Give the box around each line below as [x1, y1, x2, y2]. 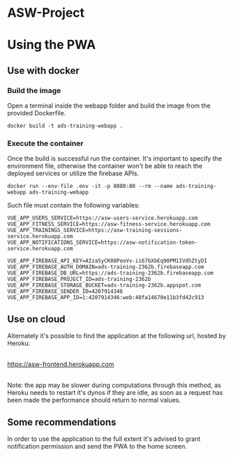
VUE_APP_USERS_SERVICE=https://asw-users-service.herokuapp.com [7, 215, 198, 222]
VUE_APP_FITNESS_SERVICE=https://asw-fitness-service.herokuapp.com [7, 221, 211, 228]
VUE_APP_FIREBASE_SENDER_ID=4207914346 [7, 288, 123, 295]
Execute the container [7, 138, 84, 148]
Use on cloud [7, 313, 66, 325]
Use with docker [7, 64, 80, 76]
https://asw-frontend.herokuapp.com [7, 360, 114, 368]
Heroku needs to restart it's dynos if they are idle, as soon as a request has [7, 389, 223, 397]
